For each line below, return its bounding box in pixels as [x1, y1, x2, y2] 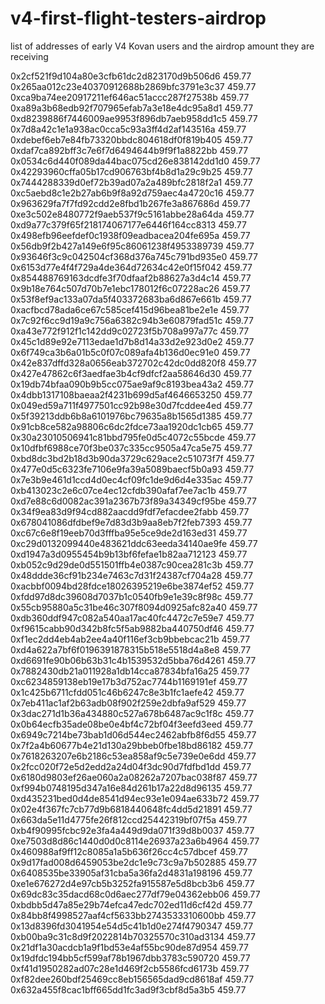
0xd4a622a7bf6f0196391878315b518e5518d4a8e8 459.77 [10, 643, 252, 656]
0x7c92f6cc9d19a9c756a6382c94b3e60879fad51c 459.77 [10, 314, 254, 326]
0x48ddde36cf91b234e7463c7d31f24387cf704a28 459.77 [10, 569, 253, 581]
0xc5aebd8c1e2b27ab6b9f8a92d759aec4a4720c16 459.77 [10, 187, 255, 199]
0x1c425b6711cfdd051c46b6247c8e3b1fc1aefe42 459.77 [10, 686, 245, 698]
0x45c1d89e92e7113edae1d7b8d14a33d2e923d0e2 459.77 [10, 335, 255, 347]
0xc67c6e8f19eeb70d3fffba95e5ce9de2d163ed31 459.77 [10, 527, 248, 539]
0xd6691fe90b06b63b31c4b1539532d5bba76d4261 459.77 [10, 654, 257, 666]
